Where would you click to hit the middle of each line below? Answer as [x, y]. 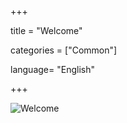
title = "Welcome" [46, 30]
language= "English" [52, 69]
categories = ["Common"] [64, 50]
